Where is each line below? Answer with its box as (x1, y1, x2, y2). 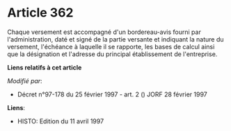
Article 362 (7, 5, 74, 21)
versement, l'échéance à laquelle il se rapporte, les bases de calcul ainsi (7, 42, 215, 51)
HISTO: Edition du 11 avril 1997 (17, 116, 104, 125)
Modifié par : (7, 76, 43, 85)
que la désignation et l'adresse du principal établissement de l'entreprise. (7, 50, 218, 58)
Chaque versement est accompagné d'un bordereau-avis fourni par (7, 28, 202, 36)
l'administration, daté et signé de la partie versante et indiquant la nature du (7, 35, 224, 43)
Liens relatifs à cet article (7, 63, 82, 71)
